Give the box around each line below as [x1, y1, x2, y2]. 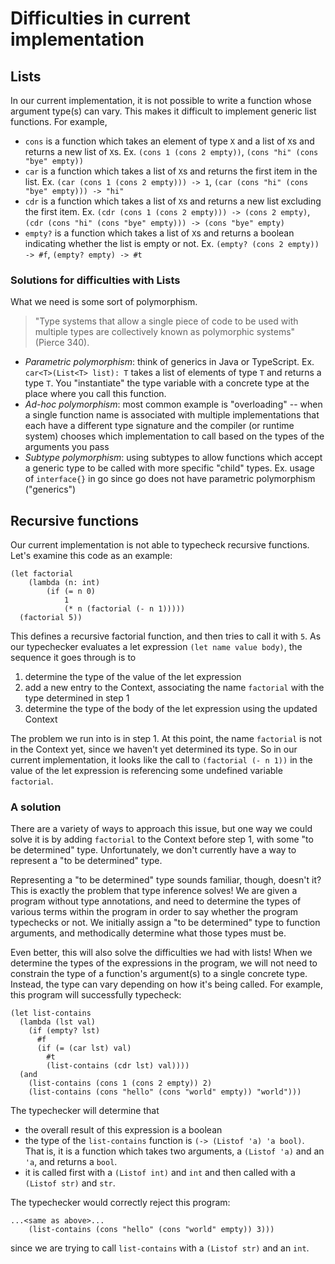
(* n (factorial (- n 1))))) [63, 604, 186, 614]
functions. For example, [10, 116, 108, 127]
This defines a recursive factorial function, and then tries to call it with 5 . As [10, 630, 322, 642]
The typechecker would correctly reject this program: [10, 1197, 231, 1209]
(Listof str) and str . [24, 1177, 116, 1189]
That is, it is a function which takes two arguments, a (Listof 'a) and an [24, 1145, 325, 1157]
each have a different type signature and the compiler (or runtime [24, 420, 295, 432]
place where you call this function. [24, 388, 167, 400]
